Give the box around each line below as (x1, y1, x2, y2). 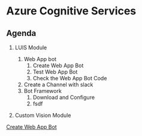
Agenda (6, 28, 37, 38)
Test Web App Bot (32, 68, 78, 75)
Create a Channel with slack (23, 81, 93, 88)
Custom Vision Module (14, 112, 71, 119)
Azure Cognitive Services (6, 4, 137, 18)
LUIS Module (14, 44, 47, 51)
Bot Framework (23, 87, 62, 94)
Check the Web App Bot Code (32, 75, 107, 81)
